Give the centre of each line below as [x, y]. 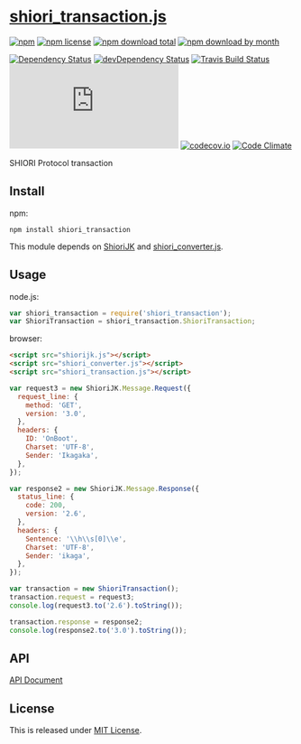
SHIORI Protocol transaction [61, 163]
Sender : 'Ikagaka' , [62, 455]
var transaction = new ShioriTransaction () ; [94, 589]
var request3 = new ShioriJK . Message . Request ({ [100, 388]
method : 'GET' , [54, 405]
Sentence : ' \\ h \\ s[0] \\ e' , [76, 539]
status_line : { [46, 497]
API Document [36, 680]
